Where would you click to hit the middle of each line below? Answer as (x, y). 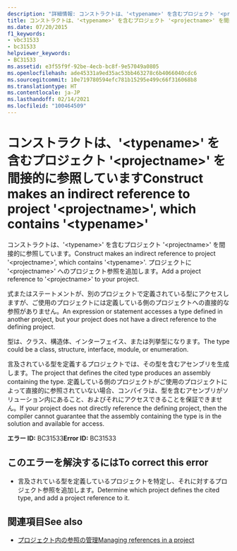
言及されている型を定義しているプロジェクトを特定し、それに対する (116, 481)
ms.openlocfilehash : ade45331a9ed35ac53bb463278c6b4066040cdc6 (102, 73)
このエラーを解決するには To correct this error (108, 463)
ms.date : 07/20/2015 (38, 27)
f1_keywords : (26, 34)
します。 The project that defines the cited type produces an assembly (109, 373)
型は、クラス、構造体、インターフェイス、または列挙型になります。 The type (119, 341)
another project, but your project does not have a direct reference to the (112, 319)
